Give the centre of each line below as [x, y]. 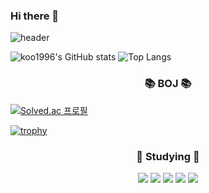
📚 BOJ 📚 [168, 84]
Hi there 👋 [35, 16]
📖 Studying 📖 [168, 156]
